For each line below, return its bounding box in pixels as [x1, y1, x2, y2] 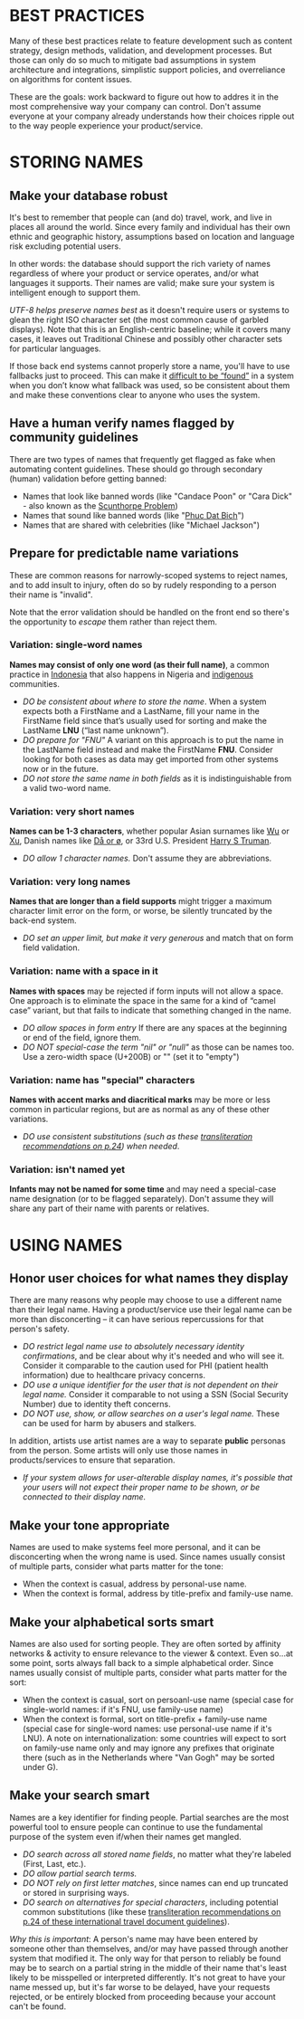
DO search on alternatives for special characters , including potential [22, 1897, 279, 1908]
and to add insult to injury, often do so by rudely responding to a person [9, 579, 278, 590]
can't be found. [9, 2001, 66, 2012]
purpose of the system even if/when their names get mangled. [9, 1831, 242, 1842]
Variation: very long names [9, 875, 131, 888]
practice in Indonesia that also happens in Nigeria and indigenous [9, 669, 253, 680]
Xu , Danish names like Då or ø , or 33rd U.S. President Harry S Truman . [9, 835, 272, 846]
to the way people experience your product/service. [9, 119, 204, 131]
